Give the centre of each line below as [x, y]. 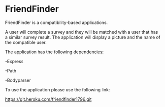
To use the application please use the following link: [58, 89]
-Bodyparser [18, 80]
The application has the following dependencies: [54, 52]
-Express [14, 61]
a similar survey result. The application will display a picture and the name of [83, 37]
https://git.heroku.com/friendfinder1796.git [49, 99]
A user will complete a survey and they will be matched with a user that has [82, 32]
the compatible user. [26, 42]
